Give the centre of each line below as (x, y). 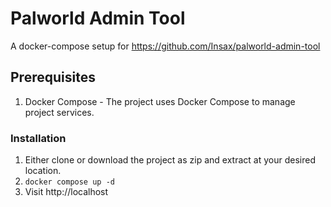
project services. (59, 112)
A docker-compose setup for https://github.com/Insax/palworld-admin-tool (165, 46)
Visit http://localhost (66, 192)
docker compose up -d (69, 182)
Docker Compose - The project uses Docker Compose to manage (160, 101)
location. (43, 171)
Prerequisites (53, 77)
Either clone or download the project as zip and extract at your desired (170, 160)
